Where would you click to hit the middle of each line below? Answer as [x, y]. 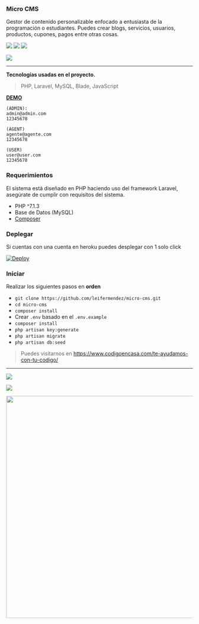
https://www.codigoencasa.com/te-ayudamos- [131, 354]
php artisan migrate [40, 337]
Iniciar [15, 273]
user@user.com [24, 155]
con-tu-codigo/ [39, 360]
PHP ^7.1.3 [27, 206]
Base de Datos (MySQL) [44, 212]
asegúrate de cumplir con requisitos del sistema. [65, 194]
